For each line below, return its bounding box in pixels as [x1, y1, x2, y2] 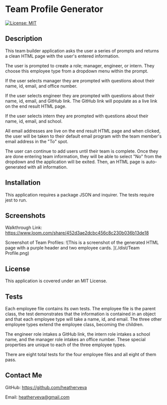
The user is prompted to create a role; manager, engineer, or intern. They [5, 62, 155, 68]
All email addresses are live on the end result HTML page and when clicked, [5, 128, 161, 134]
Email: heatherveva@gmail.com [5, 394, 70, 400]
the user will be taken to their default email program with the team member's [5, 133, 162, 139]
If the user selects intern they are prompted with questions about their [5, 113, 149, 119]
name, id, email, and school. [5, 118, 63, 124]
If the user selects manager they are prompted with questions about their [5, 77, 155, 83]
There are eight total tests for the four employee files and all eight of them [5, 352, 157, 357]
